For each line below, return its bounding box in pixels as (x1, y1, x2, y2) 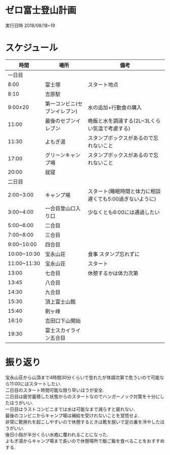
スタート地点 (88, 81, 118, 88)
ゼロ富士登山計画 (5, 5, 77, 16)
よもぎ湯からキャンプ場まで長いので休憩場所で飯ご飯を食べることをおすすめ (5, 438, 165, 444)
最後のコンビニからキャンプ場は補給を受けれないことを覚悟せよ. (5, 412, 140, 418)
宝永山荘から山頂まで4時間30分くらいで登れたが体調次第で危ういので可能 (5, 374, 160, 380)
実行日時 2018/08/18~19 (5, 22, 56, 28)
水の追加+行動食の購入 (88, 104, 142, 111)
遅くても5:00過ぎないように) (88, 195, 157, 202)
